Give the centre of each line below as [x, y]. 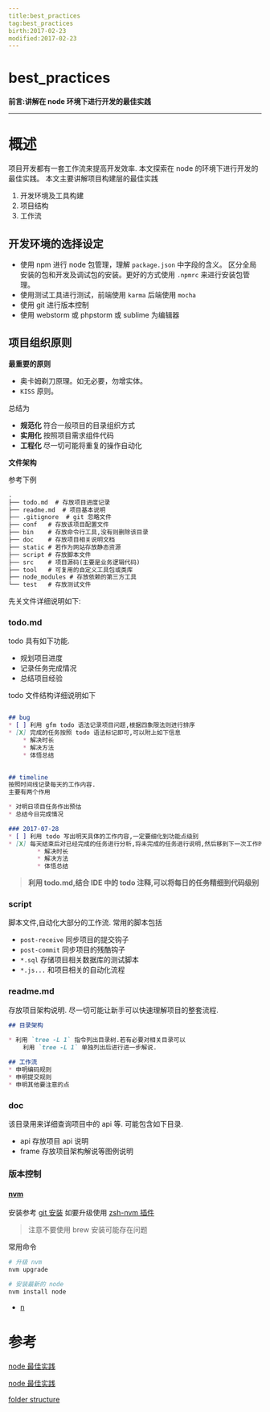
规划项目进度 [41, 658]
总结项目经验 [41, 679]
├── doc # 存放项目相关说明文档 [61, 540]
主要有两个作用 [29, 792]
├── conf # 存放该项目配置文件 [59, 525]
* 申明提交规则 [30, 1078]
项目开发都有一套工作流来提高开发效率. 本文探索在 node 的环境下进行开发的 [133, 168]
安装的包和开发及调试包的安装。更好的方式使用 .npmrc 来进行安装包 [131, 274]
